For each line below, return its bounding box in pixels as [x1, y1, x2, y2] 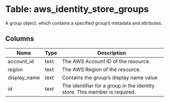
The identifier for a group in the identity [62, 82, 155, 89]
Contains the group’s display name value [62, 74, 158, 81]
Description [97, 49, 126, 56]
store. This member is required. [62, 88, 136, 95]
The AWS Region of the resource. [62, 66, 141, 73]
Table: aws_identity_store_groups [5, 3, 149, 15]
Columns [5, 34, 34, 43]
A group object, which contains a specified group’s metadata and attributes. [5, 20, 162, 26]
